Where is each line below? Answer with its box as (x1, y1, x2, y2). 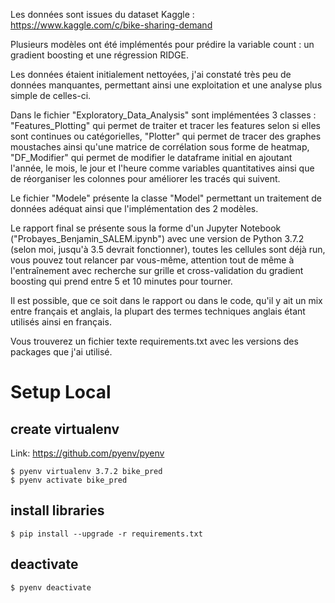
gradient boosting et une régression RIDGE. (10, 49, 190, 61)
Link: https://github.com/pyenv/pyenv (10, 447, 165, 459)
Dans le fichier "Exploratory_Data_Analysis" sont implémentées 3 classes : (10, 109, 317, 121)
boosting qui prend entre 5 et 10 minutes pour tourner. (10, 275, 233, 287)
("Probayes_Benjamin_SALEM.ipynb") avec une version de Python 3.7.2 (10, 233, 305, 244)
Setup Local (10, 381, 112, 404)
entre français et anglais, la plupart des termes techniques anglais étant (10, 305, 306, 317)
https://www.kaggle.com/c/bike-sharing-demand (10, 19, 213, 31)
